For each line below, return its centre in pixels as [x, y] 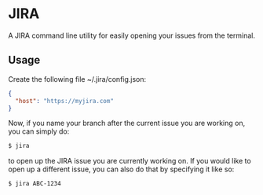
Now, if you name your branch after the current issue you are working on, [127, 123]
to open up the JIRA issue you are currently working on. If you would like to [130, 161]
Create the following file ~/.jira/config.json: [77, 79]
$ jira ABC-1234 [35, 184]
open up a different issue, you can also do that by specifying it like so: [121, 169]
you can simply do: [39, 131]
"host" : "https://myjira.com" [64, 101]
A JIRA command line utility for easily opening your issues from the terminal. [132, 35]
